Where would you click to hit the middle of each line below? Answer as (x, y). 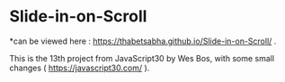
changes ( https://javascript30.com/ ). (80, 68)
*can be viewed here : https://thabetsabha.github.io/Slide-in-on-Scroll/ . (143, 41)
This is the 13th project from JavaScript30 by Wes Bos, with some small (142, 58)
